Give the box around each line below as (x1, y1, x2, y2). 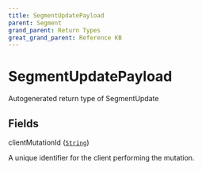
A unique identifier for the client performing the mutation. (8, 153, 195, 162)
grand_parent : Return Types (8, 26, 101, 34)
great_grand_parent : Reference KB (8, 33, 123, 42)
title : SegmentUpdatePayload (8, 11, 105, 20)
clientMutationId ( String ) (8, 138, 90, 147)
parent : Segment (8, 19, 62, 27)
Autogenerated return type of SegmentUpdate (8, 94, 159, 104)
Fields (8, 116, 40, 130)
